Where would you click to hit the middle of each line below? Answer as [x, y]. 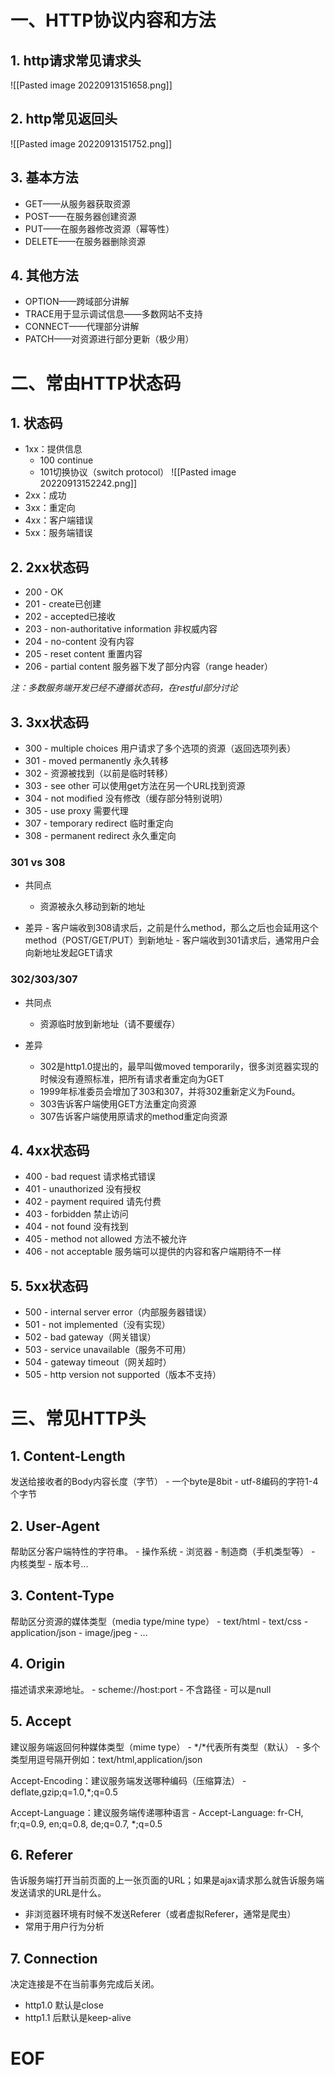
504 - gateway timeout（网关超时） [98, 1362]
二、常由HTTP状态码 [96, 383]
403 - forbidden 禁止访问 [76, 1214]
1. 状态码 [36, 423]
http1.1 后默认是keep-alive [78, 2018]
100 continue [66, 460]
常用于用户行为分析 [64, 1927]
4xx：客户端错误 [59, 520]
